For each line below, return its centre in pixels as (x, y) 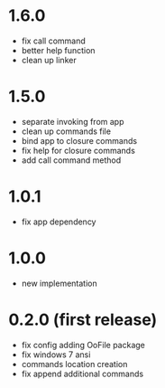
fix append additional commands (82, 374)
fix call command (54, 41)
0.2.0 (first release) (83, 320)
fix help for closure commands (78, 150)
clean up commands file (66, 131)
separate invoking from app (73, 121)
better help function (58, 50)
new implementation (59, 283)
